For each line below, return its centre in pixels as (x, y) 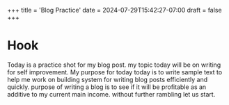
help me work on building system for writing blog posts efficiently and (108, 79)
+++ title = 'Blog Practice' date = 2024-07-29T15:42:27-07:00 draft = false (114, 10)
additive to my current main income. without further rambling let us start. (111, 94)
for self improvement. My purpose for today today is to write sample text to (115, 72)
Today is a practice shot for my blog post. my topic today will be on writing (114, 65)
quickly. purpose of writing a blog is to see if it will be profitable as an (107, 87)
